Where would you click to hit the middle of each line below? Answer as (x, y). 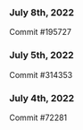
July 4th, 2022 (42, 98)
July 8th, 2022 (41, 13)
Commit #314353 (41, 74)
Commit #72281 (38, 117)
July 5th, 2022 (41, 56)
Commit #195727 (40, 32)
